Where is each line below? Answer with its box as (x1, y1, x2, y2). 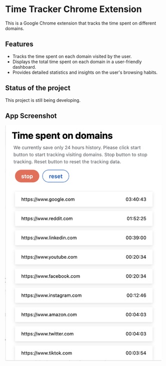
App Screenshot (5, 111, 57, 120)
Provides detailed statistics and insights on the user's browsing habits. (12, 69, 158, 75)
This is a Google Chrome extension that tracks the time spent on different (5, 20, 156, 26)
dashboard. (12, 64, 36, 70)
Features (5, 40, 33, 49)
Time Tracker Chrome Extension (5, 4, 142, 15)
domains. (5, 25, 24, 31)
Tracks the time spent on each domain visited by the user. (12, 53, 132, 59)
